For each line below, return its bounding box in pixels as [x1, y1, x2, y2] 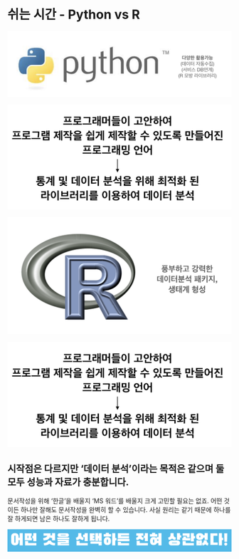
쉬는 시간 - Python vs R [7, 6, 140, 23]
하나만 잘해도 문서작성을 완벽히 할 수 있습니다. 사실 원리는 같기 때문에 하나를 [20, 505, 231, 513]
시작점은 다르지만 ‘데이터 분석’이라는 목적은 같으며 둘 [7, 463, 225, 475]
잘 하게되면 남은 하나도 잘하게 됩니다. [7, 514, 110, 523]
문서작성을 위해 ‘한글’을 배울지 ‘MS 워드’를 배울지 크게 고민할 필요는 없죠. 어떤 [7, 496, 223, 505]
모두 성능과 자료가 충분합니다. [7, 476, 129, 489]
